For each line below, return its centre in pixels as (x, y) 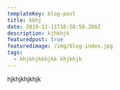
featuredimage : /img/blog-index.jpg (60, 46)
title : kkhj (24, 20)
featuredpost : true (35, 40)
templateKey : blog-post (42, 14)
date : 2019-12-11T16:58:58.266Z (54, 27)
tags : (15, 53)
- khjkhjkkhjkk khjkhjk (48, 59)
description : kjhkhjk (38, 33)
